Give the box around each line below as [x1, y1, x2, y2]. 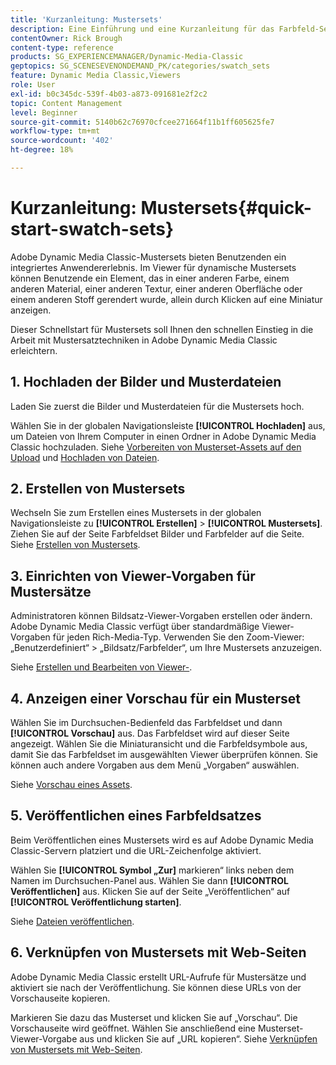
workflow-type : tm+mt [10, 126, 101, 136]
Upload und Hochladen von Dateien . [10, 451, 160, 463]
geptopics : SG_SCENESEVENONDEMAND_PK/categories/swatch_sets [10, 61, 271, 71]
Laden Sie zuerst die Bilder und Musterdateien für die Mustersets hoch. [10, 400, 305, 412]
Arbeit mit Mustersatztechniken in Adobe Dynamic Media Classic [10, 334, 278, 346]
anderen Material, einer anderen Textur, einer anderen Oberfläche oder [10, 282, 303, 295]
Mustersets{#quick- [140, 197, 312, 220]
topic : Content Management [10, 98, 123, 108]
